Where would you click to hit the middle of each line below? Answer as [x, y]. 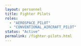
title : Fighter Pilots [28, 14]
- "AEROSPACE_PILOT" [30, 23]
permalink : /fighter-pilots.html [39, 36]
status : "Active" [22, 32]
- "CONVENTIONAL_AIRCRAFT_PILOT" [43, 27]
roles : [12, 18]
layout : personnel [23, 9]
